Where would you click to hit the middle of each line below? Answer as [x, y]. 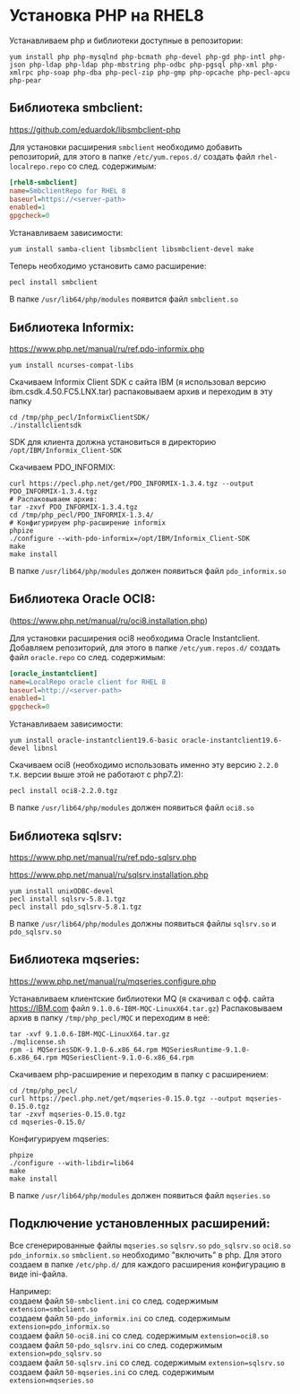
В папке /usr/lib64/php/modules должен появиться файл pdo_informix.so [148, 571]
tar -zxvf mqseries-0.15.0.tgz [68, 1114]
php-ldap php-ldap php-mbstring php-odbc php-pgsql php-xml [143, 65]
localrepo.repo [38, 167]
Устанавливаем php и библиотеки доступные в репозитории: [126, 40]
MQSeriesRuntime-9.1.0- [206, 1050]
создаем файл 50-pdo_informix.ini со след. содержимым [120, 1318]
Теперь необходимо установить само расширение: [108, 266]
